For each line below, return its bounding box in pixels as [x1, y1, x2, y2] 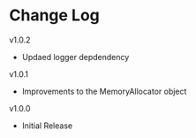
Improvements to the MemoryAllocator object [21, 86, 187, 96]
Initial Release [21, 120, 73, 131]
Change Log [9, 5, 100, 26]
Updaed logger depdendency [21, 51, 130, 62]
